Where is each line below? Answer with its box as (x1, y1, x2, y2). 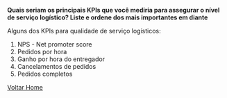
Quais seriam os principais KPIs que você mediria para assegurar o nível (7, 6, 220, 14)
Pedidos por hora (17, 48, 67, 56)
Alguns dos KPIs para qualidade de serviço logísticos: (7, 27, 161, 35)
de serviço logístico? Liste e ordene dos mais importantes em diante (7, 13, 208, 22)
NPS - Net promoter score (17, 40, 92, 48)
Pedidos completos (17, 70, 73, 78)
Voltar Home (7, 83, 43, 91)
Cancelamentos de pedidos (17, 63, 96, 70)
